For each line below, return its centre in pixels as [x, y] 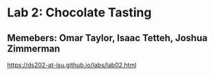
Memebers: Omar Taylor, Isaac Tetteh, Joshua [107, 38]
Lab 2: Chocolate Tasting [79, 13]
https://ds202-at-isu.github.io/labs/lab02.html [72, 65]
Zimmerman [34, 48]
